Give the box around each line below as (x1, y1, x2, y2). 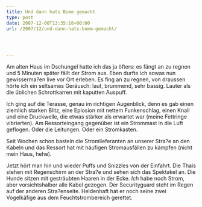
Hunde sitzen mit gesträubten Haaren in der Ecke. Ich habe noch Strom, (6, 175, 185, 182)
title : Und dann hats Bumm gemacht (6, 8, 96, 15)
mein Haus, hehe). (6, 150, 52, 158)
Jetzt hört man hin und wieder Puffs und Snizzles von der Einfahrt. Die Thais (6, 162, 196, 169)
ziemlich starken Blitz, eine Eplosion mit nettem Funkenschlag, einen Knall (6, 107, 190, 114)
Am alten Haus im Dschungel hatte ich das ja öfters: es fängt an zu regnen (6, 63, 191, 70)
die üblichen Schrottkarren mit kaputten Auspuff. (6, 88, 127, 96)
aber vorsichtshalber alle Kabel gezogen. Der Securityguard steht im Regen (6, 181, 194, 188)
